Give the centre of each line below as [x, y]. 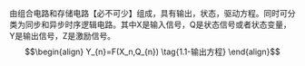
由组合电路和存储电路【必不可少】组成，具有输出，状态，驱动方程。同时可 [148, 13]
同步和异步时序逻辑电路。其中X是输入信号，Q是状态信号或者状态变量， [158, 24]
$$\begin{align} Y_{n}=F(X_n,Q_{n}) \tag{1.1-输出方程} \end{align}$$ [152, 52]
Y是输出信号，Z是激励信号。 [63, 36]
